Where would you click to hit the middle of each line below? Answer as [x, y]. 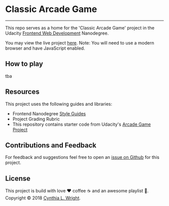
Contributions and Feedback [51, 145]
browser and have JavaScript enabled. [45, 48]
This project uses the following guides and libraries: [59, 104]
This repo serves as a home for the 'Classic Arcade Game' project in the [80, 28]
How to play [24, 64]
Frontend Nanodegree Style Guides [49, 113]
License [18, 178]
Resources [22, 92]
